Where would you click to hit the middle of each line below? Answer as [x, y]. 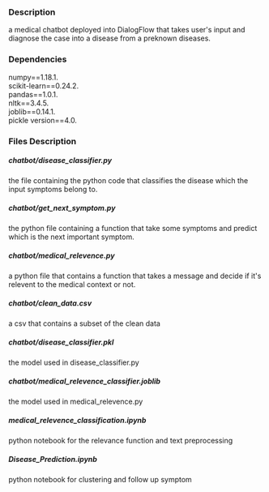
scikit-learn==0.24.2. [44, 86]
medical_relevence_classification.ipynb [77, 420]
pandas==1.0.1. [33, 94]
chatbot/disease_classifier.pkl [61, 342]
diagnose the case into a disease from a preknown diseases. [109, 38]
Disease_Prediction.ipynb [53, 459]
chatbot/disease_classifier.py [60, 160]
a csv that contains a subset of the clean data [84, 323]
